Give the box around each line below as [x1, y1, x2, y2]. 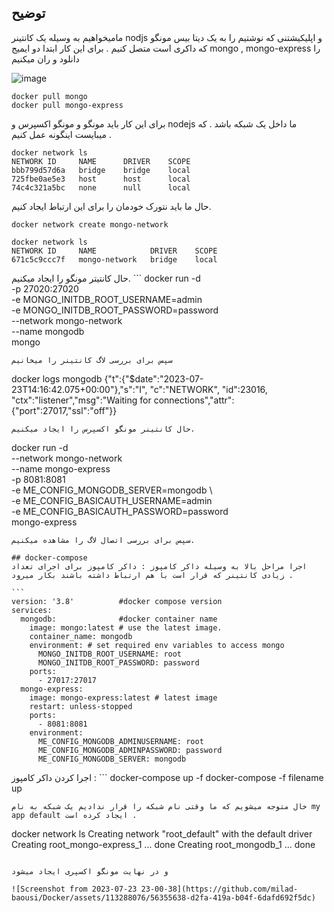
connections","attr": [153, 394, 235, 406]
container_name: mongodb [29, 631, 133, 641]
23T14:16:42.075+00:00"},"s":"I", [11, 383, 148, 395]
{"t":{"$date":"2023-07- [104, 372, 204, 385]
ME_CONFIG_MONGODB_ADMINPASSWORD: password [37, 745, 223, 755]
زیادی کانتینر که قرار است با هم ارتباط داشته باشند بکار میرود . [11, 570, 294, 580]
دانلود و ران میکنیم [11, 52, 80, 65]
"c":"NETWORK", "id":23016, [149, 383, 268, 395]
